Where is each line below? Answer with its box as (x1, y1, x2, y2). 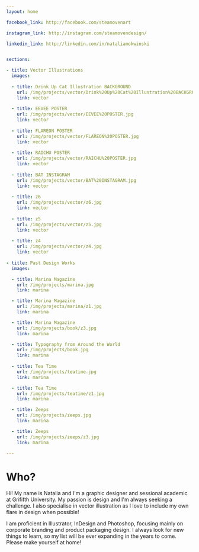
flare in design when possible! (6, 509, 79, 516)
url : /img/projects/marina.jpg (17, 282, 94, 288)
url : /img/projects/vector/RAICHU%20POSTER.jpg (17, 155, 136, 162)
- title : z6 (11, 194, 41, 200)
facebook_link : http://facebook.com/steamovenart (6, 19, 131, 25)
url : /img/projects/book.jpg (17, 347, 89, 353)
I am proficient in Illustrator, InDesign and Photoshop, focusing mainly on (6, 520, 184, 527)
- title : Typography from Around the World (11, 341, 120, 347)
